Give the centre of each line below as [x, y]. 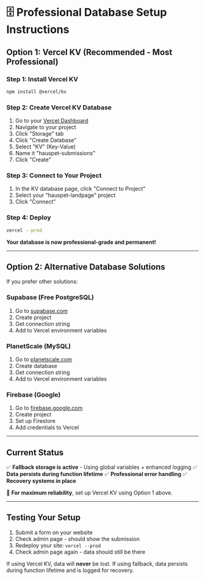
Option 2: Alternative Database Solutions [86, 267]
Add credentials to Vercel [47, 428]
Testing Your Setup [44, 518]
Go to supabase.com [41, 310]
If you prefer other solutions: [42, 282]
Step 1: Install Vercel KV [42, 79]
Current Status [35, 453]
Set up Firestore [35, 421]
